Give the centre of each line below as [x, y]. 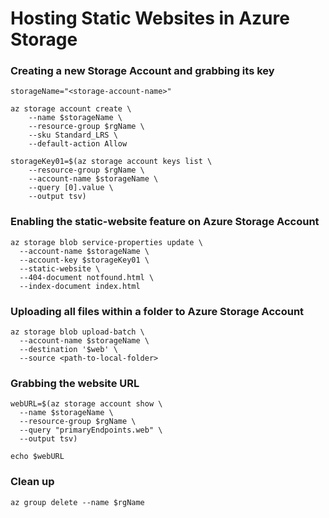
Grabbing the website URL [75, 383]
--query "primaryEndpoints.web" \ [91, 430]
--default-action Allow [78, 144]
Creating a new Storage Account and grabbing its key [142, 71]
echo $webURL [37, 457]
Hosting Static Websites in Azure [150, 18]
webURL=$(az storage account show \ [86, 404]
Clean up [32, 482]
